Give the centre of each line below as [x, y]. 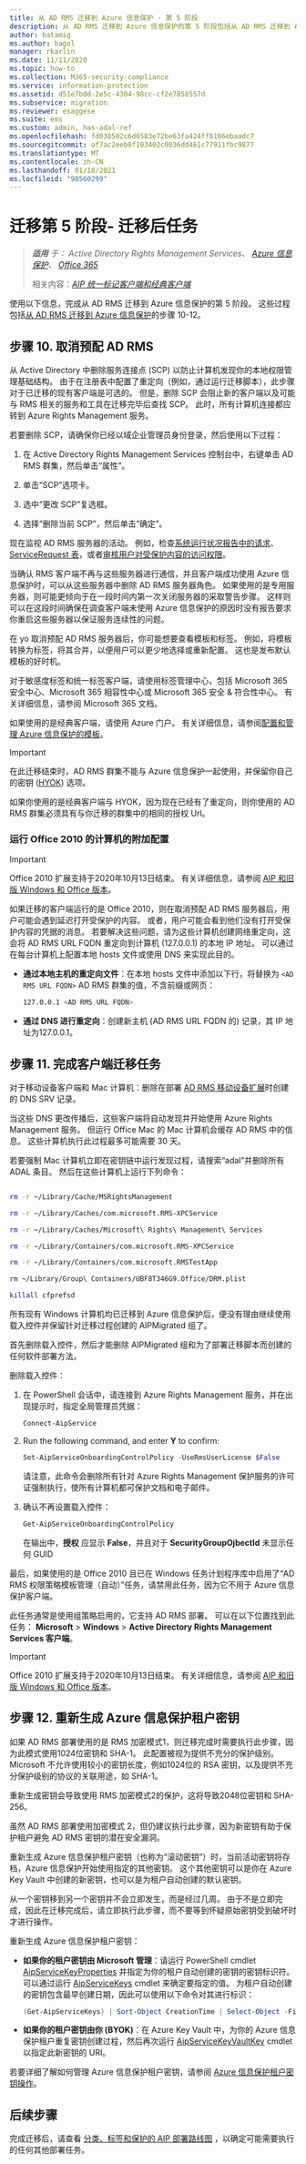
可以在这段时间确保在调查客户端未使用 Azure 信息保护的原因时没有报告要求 [150, 608]
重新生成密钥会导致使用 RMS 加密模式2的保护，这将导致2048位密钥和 [141, 1795]
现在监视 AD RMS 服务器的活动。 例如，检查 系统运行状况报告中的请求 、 [144, 543]
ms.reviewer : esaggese [52, 111]
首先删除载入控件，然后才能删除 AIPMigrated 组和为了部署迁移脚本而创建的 [151, 1345]
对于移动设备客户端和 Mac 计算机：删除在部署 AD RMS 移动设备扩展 [138, 1087]
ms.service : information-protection [79, 86]
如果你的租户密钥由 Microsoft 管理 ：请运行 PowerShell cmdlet [139, 1960]
